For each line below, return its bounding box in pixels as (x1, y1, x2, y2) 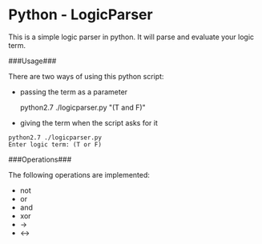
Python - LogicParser (8, 6, 154, 24)
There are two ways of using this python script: (8, 71, 164, 81)
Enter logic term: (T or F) (8, 140, 103, 149)
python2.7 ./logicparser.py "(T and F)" (19, 102, 146, 112)
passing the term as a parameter (19, 86, 128, 97)
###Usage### (8, 56, 57, 66)
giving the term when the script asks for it (19, 118, 159, 127)
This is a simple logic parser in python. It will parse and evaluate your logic (8, 32, 255, 42)
